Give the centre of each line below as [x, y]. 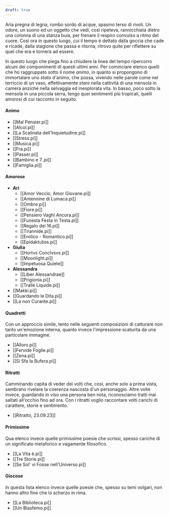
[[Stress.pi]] [25, 138]
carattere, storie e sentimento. [37, 406]
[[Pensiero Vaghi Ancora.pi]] [50, 215]
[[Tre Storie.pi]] [29, 459]
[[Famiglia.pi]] [27, 165]
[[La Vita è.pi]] [28, 454]
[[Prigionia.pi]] [35, 280]
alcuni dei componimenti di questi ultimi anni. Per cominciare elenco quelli [82, 67]
